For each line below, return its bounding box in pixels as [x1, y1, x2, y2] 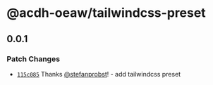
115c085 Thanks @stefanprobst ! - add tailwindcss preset [16, 70, 181, 78]
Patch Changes [6, 54, 61, 64]
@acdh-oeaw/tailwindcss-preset [6, 5, 206, 21]
